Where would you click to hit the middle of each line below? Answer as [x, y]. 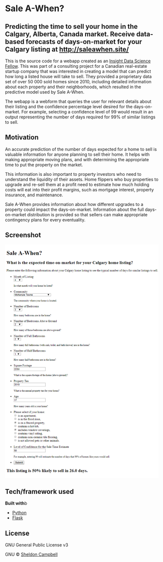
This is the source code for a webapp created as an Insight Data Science [78, 61]
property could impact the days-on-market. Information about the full [75, 209]
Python [19, 513]
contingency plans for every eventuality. [45, 220]
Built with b [16, 503]
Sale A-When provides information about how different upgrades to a [74, 204]
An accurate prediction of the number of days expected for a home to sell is [81, 149]
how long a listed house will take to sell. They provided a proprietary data [78, 76]
